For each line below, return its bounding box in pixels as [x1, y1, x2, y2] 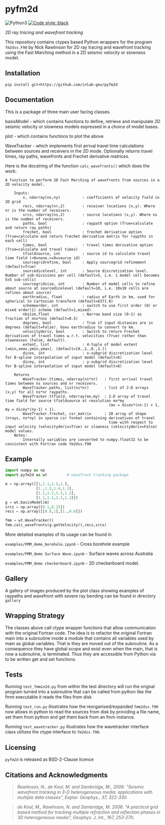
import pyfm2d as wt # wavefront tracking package [5, 473, 129, 478]
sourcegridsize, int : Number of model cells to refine [23, 281, 155, 286]
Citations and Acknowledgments [5, 771, 108, 779]
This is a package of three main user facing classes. [5, 109, 111, 115]
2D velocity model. [5, 182, 45, 187]
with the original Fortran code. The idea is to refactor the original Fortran [5, 630, 152, 636]
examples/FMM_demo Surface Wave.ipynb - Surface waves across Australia [5, 551, 153, 557]
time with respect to [108, 420, 153, 425]
